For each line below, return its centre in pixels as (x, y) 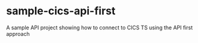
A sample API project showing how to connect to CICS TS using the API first (99, 27)
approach (18, 33)
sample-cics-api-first (61, 11)
